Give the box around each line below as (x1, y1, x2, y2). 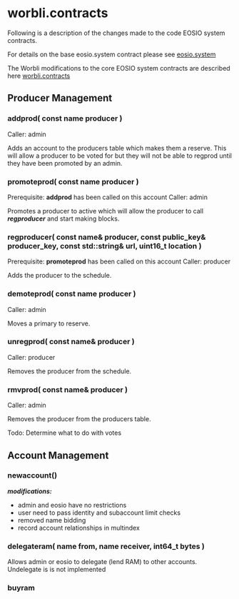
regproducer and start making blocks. (7, 214, 120, 223)
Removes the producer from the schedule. (7, 366, 132, 376)
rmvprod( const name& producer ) (7, 384, 128, 394)
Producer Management (7, 92, 113, 104)
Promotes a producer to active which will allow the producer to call (7, 206, 204, 215)
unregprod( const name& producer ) (7, 337, 135, 347)
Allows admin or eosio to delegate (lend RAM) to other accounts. (7, 558, 198, 566)
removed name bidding (17, 515, 86, 524)
